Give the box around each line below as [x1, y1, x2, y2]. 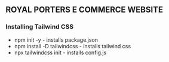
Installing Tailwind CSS [5, 23, 74, 31]
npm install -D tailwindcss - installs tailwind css [14, 42, 131, 49]
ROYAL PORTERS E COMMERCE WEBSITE [5, 5, 164, 15]
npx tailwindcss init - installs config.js [14, 49, 107, 56]
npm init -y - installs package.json [14, 36, 99, 44]
